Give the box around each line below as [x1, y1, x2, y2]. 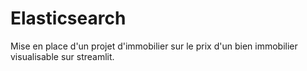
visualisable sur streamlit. [10, 50, 115, 62]
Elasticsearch [10, 7, 127, 30]
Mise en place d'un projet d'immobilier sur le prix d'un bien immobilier [10, 40, 298, 52]
